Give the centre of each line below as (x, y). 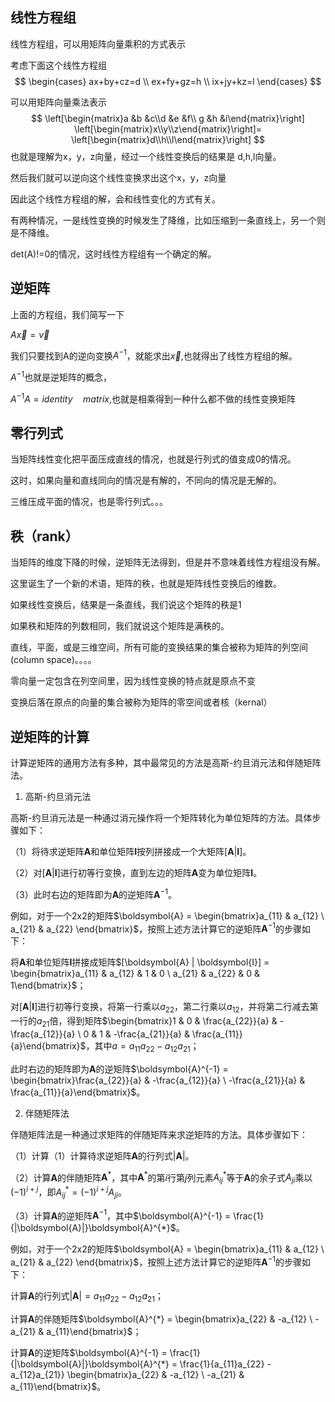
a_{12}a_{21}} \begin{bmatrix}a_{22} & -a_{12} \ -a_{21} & (127, 1374)
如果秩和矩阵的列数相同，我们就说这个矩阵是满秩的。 (120, 626)
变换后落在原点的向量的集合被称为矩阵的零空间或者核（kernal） (141, 702)
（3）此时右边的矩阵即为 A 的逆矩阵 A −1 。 (94, 893)
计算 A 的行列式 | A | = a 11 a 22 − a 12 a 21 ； (87, 1296)
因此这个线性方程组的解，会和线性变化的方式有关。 (115, 199)
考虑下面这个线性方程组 (58, 65)
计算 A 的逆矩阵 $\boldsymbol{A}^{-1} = (89, 1352)
